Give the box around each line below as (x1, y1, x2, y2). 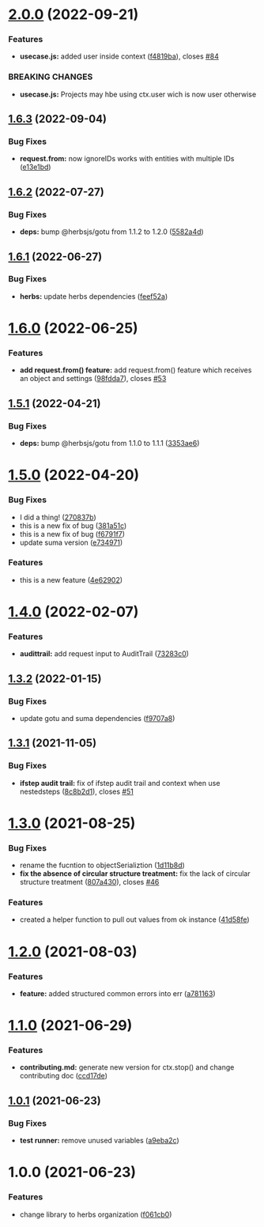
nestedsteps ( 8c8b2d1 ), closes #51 (19, 787, 134, 796)
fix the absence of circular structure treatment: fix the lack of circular (19, 869, 251, 878)
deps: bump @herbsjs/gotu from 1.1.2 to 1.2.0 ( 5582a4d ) (19, 227, 204, 236)
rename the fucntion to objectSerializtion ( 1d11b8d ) (19, 860, 186, 870)
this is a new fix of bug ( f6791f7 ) (19, 529, 125, 538)
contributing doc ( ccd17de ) (19, 1071, 108, 1081)
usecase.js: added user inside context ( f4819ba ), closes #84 (19, 51, 219, 61)
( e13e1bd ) (19, 162, 51, 172)
